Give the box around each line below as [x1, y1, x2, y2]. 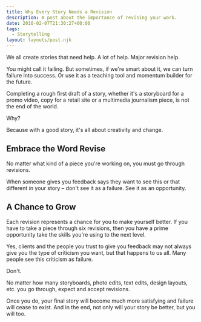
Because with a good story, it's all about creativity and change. [6, 126, 163, 133]
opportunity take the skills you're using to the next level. [6, 231, 147, 238]
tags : [6, 25, 20, 32]
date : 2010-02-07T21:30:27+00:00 [6, 20, 91, 26]
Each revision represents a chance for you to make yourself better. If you [6, 218, 188, 225]
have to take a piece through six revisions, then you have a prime [6, 225, 168, 232]
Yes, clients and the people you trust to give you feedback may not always [6, 243, 192, 250]
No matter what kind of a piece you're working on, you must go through [6, 160, 185, 167]
